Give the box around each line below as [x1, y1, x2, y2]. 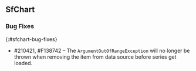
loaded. [13, 59, 33, 66]
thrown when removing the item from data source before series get [13, 53, 177, 60]
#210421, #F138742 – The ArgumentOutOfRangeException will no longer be [13, 47, 190, 54]
